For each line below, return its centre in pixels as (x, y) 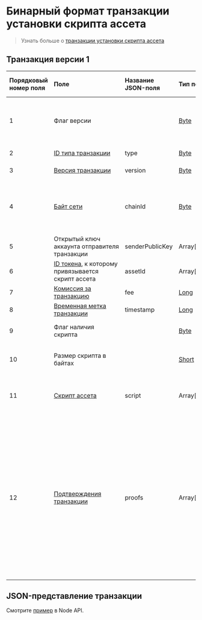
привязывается (76, 271)
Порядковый (29, 80)
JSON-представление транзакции (74, 596)
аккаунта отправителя (86, 246)
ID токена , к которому (86, 263)
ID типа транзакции (82, 153)
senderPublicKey (149, 246)
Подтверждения (78, 493)
